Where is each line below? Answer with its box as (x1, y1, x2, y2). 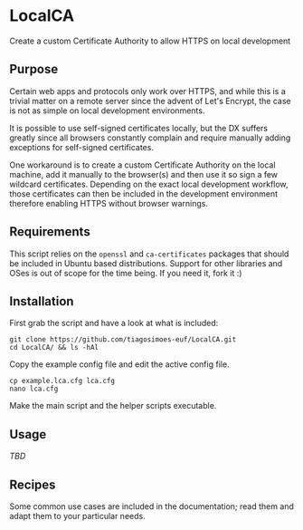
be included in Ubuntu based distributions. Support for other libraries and (9, 257, 283, 268)
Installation (9, 294, 74, 309)
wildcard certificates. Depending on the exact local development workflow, (9, 178, 289, 189)
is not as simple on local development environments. (9, 105, 205, 116)
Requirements (9, 224, 90, 240)
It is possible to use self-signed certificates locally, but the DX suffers (9, 122, 269, 133)
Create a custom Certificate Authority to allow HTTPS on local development (9, 35, 291, 46)
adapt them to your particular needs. (9, 511, 147, 521)
